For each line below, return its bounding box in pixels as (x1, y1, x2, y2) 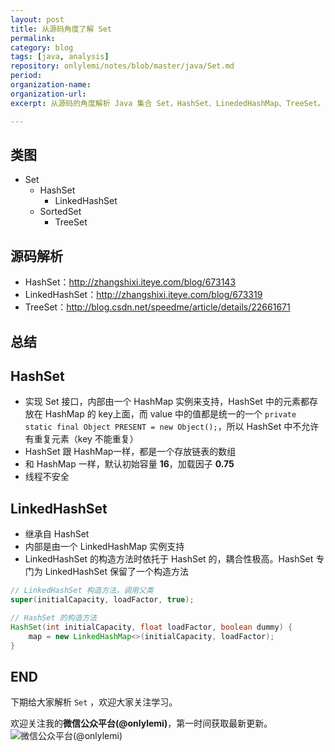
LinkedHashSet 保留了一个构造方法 (44, 566, 190, 578)
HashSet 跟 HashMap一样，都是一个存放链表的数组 (24, 446, 237, 458)
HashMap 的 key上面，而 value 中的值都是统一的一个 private (44, 408, 297, 420)
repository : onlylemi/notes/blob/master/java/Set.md (10, 61, 235, 71)
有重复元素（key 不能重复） (24, 433, 139, 445)
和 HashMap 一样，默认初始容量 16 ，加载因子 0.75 (24, 458, 235, 470)
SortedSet (39, 206, 82, 218)
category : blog (10, 42, 74, 53)
